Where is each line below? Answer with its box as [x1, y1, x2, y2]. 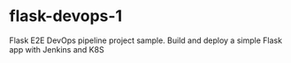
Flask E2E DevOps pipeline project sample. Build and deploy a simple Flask [9, 35, 283, 45]
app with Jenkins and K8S [9, 44, 104, 54]
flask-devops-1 [9, 6, 123, 26]
